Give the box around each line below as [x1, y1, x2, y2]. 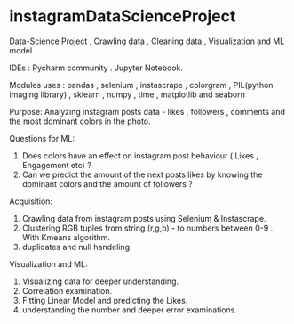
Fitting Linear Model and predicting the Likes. [21, 295, 188, 305]
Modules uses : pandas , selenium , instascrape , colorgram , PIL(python [9, 79, 274, 90]
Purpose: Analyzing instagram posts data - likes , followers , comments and [9, 106, 286, 117]
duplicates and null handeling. [21, 241, 132, 252]
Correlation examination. [21, 285, 113, 296]
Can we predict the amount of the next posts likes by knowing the [21, 169, 263, 180]
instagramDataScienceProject [9, 6, 236, 27]
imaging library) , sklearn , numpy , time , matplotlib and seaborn [9, 89, 246, 100]
